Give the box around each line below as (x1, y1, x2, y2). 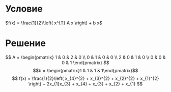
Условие (5, 3, 43, 15)
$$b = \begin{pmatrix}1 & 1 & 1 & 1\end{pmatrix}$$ (33, 67, 138, 73)
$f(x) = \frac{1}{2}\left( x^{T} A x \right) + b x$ (5, 20, 103, 26)
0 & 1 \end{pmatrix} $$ (62, 59, 109, 66)
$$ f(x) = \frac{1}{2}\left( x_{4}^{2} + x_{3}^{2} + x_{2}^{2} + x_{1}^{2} (12, 75, 159, 81)
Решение (5, 37, 46, 49)
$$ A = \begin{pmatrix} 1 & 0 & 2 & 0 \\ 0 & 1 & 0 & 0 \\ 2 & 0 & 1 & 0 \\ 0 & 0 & (5, 54, 166, 60)
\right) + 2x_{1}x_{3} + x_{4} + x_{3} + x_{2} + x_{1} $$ (28, 80, 143, 86)
